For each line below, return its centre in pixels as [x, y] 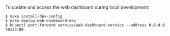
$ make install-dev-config [34, 16]
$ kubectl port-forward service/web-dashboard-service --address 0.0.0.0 [85, 25]
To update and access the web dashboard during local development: [77, 7]
